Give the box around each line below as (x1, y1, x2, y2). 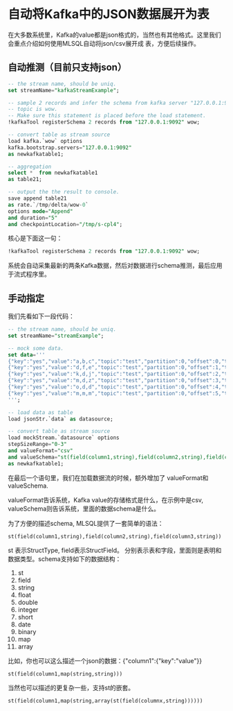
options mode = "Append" (8, 207, 73, 215)
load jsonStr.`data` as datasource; (8, 416, 113, 422)
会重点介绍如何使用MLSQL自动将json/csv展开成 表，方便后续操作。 (8, 39, 200, 47)
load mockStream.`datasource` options (8, 434, 120, 441)
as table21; (8, 176, 42, 183)
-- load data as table (8, 409, 73, 416)
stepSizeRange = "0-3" (8, 441, 68, 448)
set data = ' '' (8, 351, 46, 358)
